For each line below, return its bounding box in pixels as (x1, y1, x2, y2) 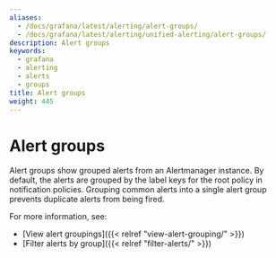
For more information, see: (9, 211, 108, 222)
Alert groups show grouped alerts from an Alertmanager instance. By (9, 165, 264, 176)
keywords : (9, 47, 47, 56)
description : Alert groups (9, 38, 110, 48)
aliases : (9, 13, 42, 22)
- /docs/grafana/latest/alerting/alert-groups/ (17, 22, 199, 31)
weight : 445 (9, 96, 54, 106)
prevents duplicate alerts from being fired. (9, 194, 165, 205)
